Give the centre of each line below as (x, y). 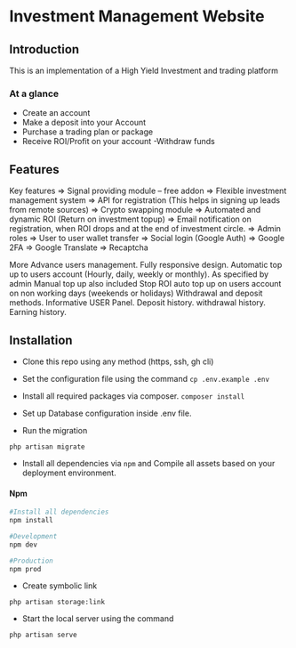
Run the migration (55, 430)
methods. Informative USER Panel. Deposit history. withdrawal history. (138, 303)
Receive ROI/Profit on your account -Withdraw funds (118, 142)
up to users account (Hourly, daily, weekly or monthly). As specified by (139, 274)
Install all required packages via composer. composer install (133, 396)
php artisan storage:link (57, 603)
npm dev (24, 545)
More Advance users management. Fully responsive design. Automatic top (146, 265)
